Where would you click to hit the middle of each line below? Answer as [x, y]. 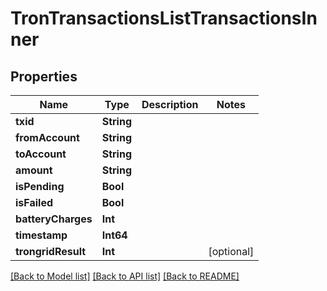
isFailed [34, 202]
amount [34, 170]
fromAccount [47, 137]
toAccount [41, 154]
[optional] [231, 251]
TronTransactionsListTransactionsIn [164, 18]
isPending [40, 186]
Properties [44, 76]
